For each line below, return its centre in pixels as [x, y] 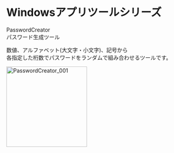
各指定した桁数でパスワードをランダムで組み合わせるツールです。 [89, 57]
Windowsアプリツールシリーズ [84, 12]
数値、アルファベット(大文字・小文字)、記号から [67, 50]
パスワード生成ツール [33, 37]
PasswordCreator [28, 30]
